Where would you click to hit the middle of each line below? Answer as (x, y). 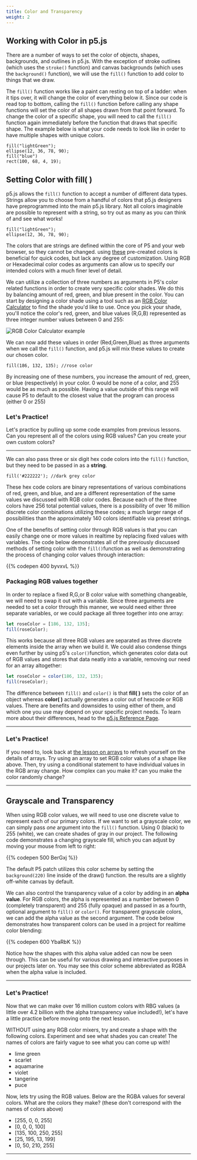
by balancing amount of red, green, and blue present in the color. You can (95, 294)
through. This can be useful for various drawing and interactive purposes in (97, 960)
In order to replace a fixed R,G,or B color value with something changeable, (97, 594)
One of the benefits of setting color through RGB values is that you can (92, 530)
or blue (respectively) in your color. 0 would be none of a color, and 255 (93, 383)
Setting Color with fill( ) (49, 179)
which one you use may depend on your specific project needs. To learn (94, 712)
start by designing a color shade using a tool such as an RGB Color (87, 301)
